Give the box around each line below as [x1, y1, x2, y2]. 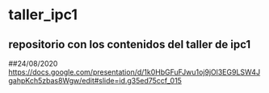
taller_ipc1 [8, 6, 78, 24]
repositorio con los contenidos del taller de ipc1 [8, 38, 251, 51]
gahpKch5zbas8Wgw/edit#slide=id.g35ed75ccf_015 [8, 76, 182, 85]
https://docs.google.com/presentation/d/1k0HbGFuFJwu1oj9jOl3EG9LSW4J [8, 67, 261, 77]
